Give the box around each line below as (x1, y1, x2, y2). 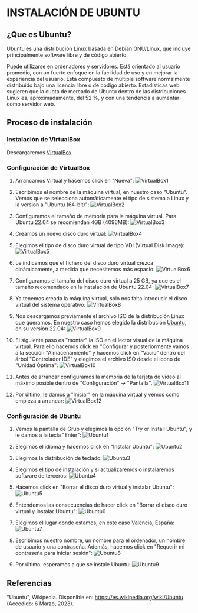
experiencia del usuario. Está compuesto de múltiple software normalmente (6, 76, 190, 82)
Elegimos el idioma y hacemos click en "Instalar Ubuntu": (15, 443, 154, 450)
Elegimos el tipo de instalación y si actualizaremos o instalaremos (15, 466, 174, 473)
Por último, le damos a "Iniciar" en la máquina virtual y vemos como (15, 391, 180, 398)
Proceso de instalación (6, 118, 93, 128)
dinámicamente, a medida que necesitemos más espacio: (15, 265, 155, 273)
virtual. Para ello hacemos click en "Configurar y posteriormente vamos (15, 343, 189, 350)
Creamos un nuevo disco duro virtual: (15, 230, 107, 237)
